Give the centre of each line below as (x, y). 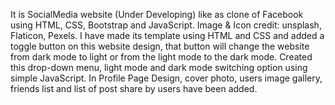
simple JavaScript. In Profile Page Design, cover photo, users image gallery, (166, 78)
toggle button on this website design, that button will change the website (160, 46)
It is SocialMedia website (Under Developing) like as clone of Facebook (157, 14)
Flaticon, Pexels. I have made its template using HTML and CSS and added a (167, 35)
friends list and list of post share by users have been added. (134, 88)
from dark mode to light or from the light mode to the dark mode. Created (161, 57)
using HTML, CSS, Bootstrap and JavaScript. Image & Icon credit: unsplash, (166, 25)
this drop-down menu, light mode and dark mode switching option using (159, 67)
